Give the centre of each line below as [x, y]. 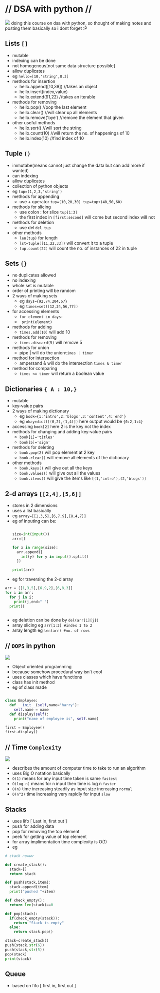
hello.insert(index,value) [44, 92]
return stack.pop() [34, 932]
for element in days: [41, 317]
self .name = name [31, 710]
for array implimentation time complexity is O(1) [59, 841]
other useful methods [34, 122]
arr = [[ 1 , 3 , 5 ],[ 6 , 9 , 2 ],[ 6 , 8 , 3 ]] [39, 588]
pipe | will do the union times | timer [56, 353]
